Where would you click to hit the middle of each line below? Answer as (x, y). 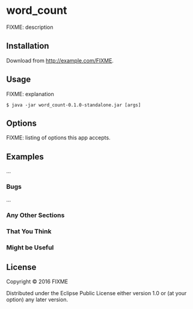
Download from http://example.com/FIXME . (60, 60)
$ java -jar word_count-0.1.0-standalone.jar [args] (74, 105)
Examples (25, 157)
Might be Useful (30, 248)
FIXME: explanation (30, 94)
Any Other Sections (35, 215)
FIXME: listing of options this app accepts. (58, 138)
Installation (28, 46)
